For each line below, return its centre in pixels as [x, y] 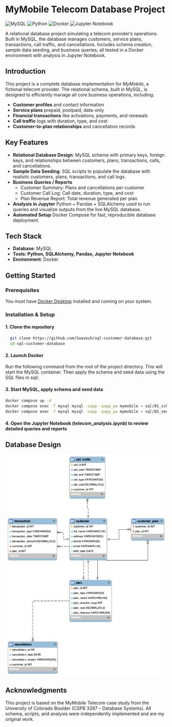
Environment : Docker [36, 259]
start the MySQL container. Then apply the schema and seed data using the [85, 372]
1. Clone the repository [30, 327]
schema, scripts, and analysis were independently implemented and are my [85, 714]
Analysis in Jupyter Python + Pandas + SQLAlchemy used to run [81, 204]
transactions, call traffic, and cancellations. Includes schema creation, [79, 44]
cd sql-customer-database [38, 344]
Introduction [26, 71]
